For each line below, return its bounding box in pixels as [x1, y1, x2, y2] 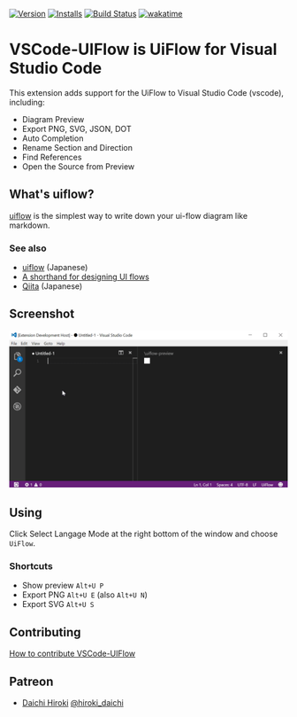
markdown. [9, 220, 50, 230]
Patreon [9, 674, 54, 689]
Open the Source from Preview [21, 160, 135, 172]
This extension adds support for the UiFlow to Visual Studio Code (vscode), [9, 87, 285, 97]
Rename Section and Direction [21, 142, 133, 152]
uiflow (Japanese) [21, 262, 88, 273]
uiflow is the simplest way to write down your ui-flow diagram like [9, 210, 248, 221]
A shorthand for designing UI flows [21, 271, 150, 283]
